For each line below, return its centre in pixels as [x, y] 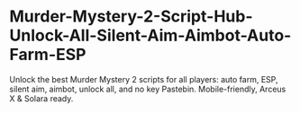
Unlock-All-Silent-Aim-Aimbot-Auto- [150, 35]
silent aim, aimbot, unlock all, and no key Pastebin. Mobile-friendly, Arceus [148, 89]
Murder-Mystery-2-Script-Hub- [131, 17]
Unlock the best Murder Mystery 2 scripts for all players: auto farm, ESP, [144, 79]
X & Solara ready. [41, 98]
